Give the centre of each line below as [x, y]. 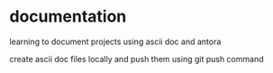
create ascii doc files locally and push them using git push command [136, 59]
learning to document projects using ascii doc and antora [115, 41]
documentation [68, 17]
